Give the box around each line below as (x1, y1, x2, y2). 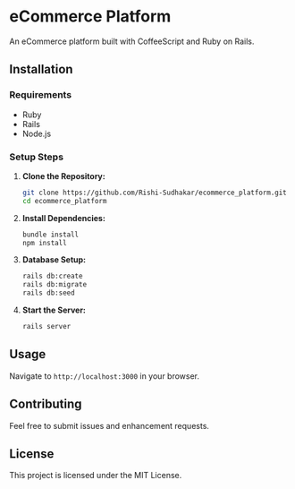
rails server (21, 322, 72, 331)
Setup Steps (9, 150, 64, 163)
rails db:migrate (21, 280, 88, 289)
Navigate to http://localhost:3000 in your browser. (9, 370, 199, 382)
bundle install (21, 230, 80, 239)
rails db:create (21, 271, 83, 281)
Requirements (9, 89, 72, 101)
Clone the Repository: (21, 170, 105, 181)
